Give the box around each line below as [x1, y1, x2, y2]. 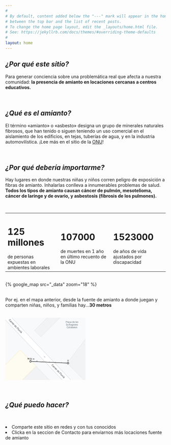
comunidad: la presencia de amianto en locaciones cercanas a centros [5, 79, 157, 85]
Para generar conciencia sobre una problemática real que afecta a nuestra [5, 73, 161, 79]
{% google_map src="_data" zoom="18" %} [5, 281, 97, 287]
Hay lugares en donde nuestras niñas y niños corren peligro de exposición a [5, 177, 165, 183]
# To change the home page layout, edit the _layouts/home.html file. [5, 24, 158, 30]
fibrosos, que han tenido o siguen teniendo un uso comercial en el [5, 128, 144, 134]
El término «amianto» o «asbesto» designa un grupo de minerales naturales [5, 122, 164, 128]
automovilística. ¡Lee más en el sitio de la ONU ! [5, 138, 104, 145]
